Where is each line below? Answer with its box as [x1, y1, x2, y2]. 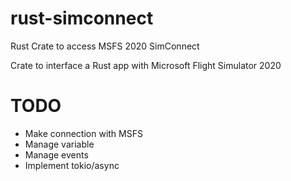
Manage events [24, 148, 89, 161]
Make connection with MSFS [24, 127, 143, 139]
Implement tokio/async [24, 159, 120, 171]
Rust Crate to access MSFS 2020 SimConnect [10, 40, 200, 52]
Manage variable [24, 138, 95, 150]
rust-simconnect [10, 7, 154, 30]
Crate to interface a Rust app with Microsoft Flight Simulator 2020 [10, 59, 282, 71]
